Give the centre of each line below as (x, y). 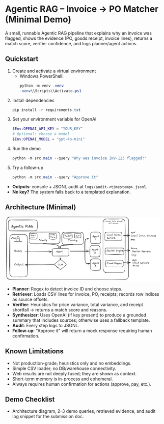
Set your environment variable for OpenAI (54, 119)
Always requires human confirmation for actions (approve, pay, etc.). (82, 384)
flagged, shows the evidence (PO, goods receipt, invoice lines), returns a (79, 38)
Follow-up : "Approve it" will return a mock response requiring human (82, 331)
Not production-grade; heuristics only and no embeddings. (72, 363)
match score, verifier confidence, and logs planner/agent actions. (71, 43)
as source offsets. (30, 299)
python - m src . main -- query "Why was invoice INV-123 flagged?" (79, 158)
